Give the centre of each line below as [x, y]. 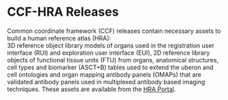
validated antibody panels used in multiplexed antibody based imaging [106, 82]
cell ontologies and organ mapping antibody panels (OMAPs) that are [104, 74]
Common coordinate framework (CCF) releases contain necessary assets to [114, 31]
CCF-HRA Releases [63, 12]
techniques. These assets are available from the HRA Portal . [91, 89]
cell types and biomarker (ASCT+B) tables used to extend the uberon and [110, 67]
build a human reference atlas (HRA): [59, 38]
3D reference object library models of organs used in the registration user [111, 45]
